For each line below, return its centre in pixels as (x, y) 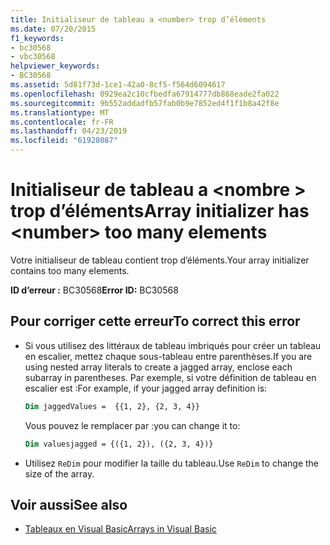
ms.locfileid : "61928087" (64, 141)
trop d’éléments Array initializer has (160, 211)
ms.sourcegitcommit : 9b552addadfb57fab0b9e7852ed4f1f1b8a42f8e (145, 103)
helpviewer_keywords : (55, 66)
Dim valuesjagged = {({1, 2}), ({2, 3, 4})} (119, 444)
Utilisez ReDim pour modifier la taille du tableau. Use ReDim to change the (171, 463)
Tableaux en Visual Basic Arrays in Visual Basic (120, 529)
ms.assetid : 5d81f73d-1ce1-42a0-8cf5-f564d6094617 (118, 85)
